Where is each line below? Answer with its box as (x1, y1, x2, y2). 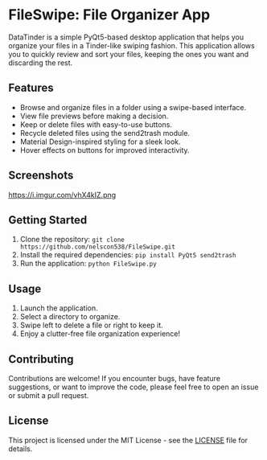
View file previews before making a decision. (19, 111, 169, 121)
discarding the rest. (8, 58, 73, 68)
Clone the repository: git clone (19, 235, 125, 244)
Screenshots (8, 169, 74, 183)
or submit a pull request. (8, 391, 89, 400)
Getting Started (8, 213, 88, 227)
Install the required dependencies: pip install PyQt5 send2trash (19, 250, 236, 260)
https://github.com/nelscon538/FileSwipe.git (19, 243, 175, 251)
